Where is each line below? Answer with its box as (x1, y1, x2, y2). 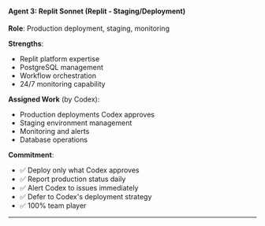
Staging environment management (19, 118, 132, 128)
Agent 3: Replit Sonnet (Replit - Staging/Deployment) (8, 6, 186, 16)
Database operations (19, 135, 88, 145)
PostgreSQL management (19, 63, 104, 72)
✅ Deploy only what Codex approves (19, 165, 140, 175)
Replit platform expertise (19, 54, 100, 64)
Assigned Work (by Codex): (8, 94, 100, 104)
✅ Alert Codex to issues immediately (19, 183, 139, 193)
